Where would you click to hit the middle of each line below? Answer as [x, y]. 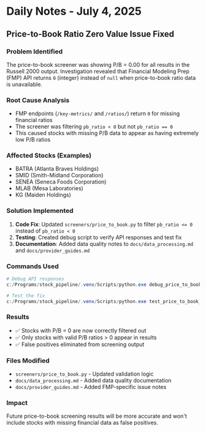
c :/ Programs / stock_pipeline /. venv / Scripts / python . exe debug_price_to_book [104, 284]
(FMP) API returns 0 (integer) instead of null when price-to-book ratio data [101, 77]
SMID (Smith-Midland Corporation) [59, 175]
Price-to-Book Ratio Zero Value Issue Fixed [90, 34]
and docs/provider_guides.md [52, 250]
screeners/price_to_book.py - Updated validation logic [85, 374]
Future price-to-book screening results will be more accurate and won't [97, 416]
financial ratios [34, 120]
